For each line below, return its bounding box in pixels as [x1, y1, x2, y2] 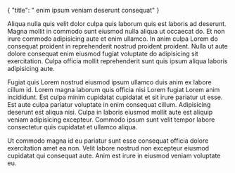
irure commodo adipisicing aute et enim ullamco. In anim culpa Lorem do [7, 34, 218, 43]
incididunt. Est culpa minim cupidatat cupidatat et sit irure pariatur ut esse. [7, 93, 223, 101]
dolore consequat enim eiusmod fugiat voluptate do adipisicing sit [7, 49, 198, 58]
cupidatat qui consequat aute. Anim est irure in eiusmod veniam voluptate [7, 151, 221, 160]
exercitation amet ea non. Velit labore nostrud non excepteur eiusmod [7, 144, 210, 152]
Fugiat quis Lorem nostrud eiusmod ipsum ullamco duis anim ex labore [7, 78, 212, 86]
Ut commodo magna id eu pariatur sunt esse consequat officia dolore [7, 136, 209, 145]
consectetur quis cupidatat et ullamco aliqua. [7, 123, 138, 131]
